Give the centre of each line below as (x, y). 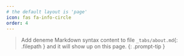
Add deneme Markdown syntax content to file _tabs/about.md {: (99, 40)
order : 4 (17, 23)
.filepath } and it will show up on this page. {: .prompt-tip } (93, 46)
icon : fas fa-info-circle (39, 17)
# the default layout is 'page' (47, 12)
